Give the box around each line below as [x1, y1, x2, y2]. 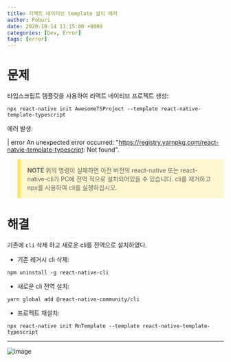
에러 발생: [7, 125, 33, 133]
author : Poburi [7, 17, 51, 23]
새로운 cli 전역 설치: [16, 282, 70, 290]
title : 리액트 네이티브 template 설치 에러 [7, 10, 118, 17]
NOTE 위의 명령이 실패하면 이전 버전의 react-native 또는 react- [27, 166, 198, 174]
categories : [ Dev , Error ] [7, 29, 81, 37]
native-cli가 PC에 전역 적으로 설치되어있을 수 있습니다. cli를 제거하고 [27, 175, 211, 183]
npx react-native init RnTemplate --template [7, 323, 140, 330]
